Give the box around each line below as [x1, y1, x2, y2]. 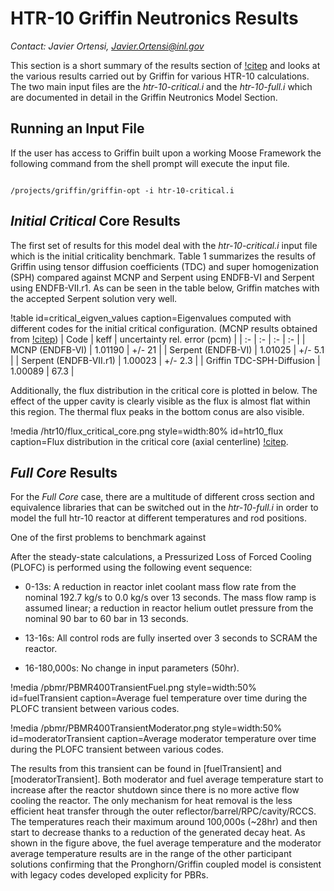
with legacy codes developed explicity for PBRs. [10, 869, 209, 881]
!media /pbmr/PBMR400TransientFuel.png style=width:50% [10, 682, 257, 694]
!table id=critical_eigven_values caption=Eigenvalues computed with [10, 312, 292, 324]
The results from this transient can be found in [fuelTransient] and [10, 763, 282, 775]
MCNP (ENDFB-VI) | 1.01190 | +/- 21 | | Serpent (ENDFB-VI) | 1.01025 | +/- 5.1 [10, 343, 325, 356]
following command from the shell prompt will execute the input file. [10, 157, 290, 169]
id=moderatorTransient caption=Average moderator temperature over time [10, 733, 317, 745]
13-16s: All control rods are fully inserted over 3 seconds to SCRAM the [24, 632, 318, 644]
